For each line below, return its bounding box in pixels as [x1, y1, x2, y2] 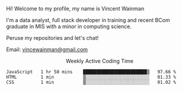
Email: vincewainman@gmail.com [6, 46, 88, 53]
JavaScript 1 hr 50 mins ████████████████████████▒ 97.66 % [6, 69, 177, 75]
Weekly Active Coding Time [66, 58, 133, 64]
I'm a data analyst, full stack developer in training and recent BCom [6, 17, 170, 23]
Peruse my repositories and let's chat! [6, 34, 99, 41]
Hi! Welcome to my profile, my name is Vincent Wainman [6, 5, 145, 12]
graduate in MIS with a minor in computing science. [6, 23, 132, 30]
